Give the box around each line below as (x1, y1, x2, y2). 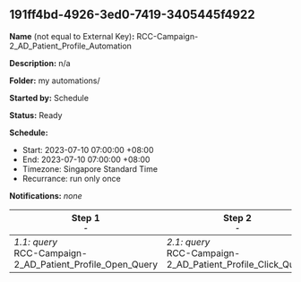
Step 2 (222, 211, 253, 224)
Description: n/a (9, 57, 71, 68)
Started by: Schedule (9, 92, 90, 103)
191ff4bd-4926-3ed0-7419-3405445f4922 (9, 7, 255, 22)
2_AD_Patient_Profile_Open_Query (13, 258, 159, 270)
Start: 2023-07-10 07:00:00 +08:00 (21, 144, 154, 155)
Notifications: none (9, 190, 82, 201)
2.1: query (166, 235, 211, 248)
